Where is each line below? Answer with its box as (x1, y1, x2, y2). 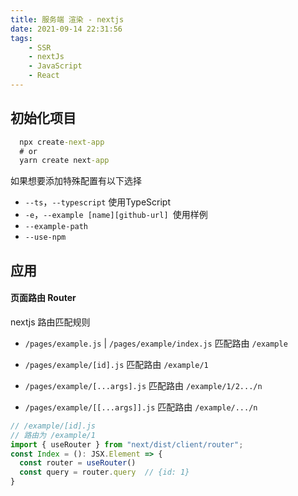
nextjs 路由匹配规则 (10, 316, 91, 328)
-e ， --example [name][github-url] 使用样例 (24, 209, 208, 221)
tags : (10, 33, 33, 43)
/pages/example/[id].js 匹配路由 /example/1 (24, 358, 209, 370)
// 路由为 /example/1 (10, 430, 96, 440)
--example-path (24, 222, 89, 232)
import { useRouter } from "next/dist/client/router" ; (10, 439, 244, 450)
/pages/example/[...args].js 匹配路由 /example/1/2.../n (24, 379, 263, 391)
